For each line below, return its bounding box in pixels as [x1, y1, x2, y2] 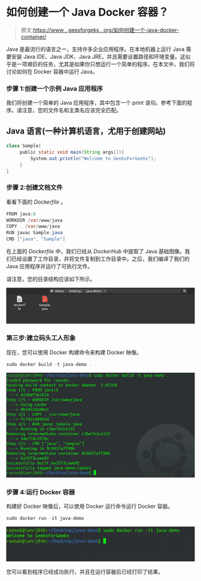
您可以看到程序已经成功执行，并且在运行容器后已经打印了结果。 [6, 568, 163, 576]
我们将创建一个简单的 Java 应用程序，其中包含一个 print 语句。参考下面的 [6, 99, 187, 107]
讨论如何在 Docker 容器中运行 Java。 [6, 68, 98, 75]
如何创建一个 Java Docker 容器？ [6, 5, 169, 19]
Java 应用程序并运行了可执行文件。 [6, 263, 93, 270]
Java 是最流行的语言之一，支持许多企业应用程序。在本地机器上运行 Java [6, 46, 185, 53]
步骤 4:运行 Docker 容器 [6, 488, 75, 496]
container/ [20, 33, 47, 40]
